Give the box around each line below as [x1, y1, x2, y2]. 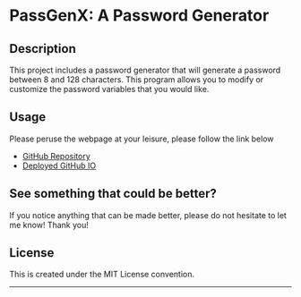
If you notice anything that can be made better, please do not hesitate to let [9, 209, 287, 220]
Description [9, 41, 76, 56]
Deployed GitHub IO [21, 160, 97, 171]
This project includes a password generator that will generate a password [9, 64, 281, 75]
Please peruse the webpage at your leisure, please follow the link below [9, 133, 274, 144]
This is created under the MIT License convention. [9, 269, 195, 280]
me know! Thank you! [9, 219, 90, 230]
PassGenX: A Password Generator [9, 5, 270, 26]
